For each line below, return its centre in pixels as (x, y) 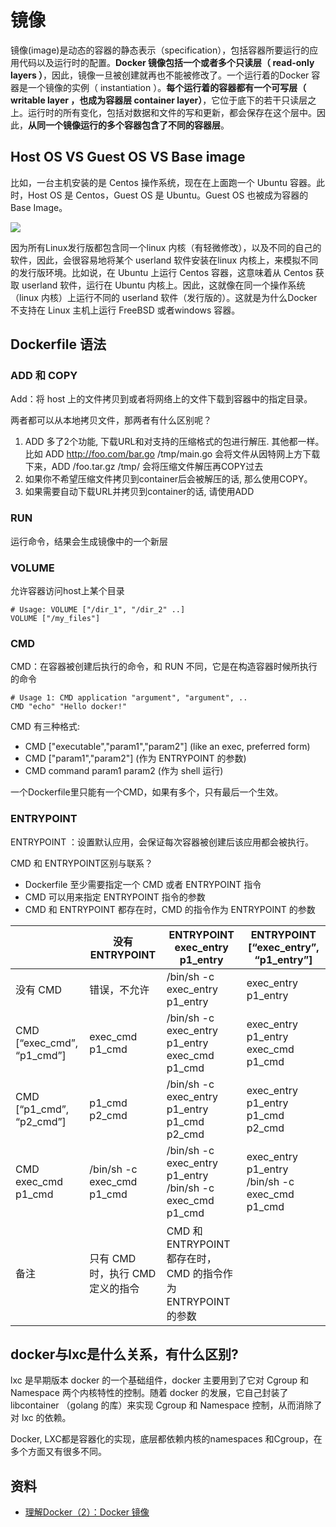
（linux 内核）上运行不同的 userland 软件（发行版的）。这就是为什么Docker (164, 297)
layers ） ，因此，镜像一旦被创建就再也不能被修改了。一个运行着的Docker (160, 75)
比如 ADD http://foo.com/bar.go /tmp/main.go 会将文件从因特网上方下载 (172, 454)
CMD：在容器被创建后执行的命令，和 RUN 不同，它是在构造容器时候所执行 (164, 667)
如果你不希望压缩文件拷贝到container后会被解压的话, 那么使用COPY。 (168, 479)
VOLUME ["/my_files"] (55, 619)
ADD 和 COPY (44, 376)
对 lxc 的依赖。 (41, 1418)
